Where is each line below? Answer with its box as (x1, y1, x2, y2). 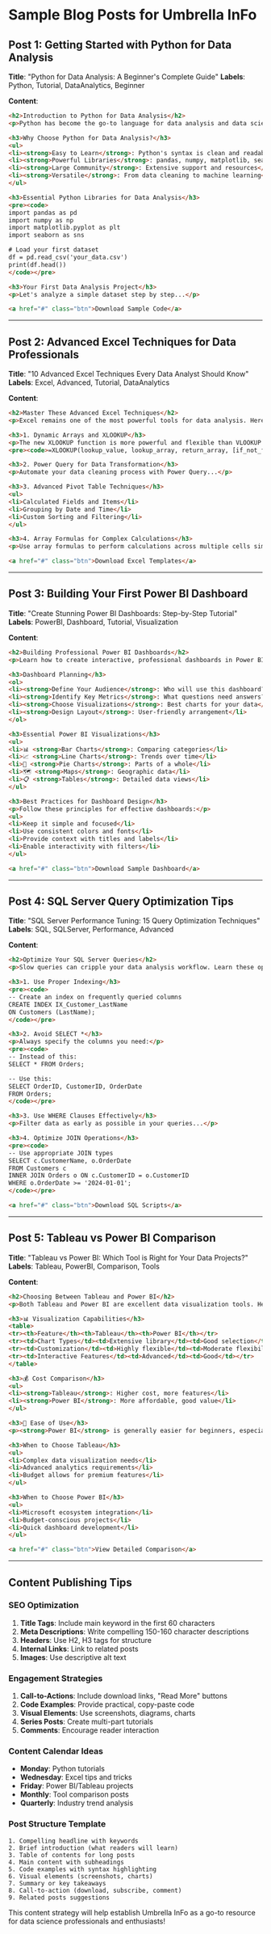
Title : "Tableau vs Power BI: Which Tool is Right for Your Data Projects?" (8, 1252, 248, 1262)
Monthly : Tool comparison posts (19, 1789, 129, 1800)
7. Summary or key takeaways (8, 1879, 106, 1887)
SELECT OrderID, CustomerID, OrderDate (8, 1082, 143, 1091)
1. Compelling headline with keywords (8, 1837, 139, 1845)
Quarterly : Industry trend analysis (19, 1798, 134, 1808)
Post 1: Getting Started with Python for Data (8, 38, 232, 52)
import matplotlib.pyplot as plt (8, 224, 121, 232)
